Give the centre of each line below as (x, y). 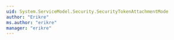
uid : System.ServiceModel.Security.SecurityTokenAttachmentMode (87, 11)
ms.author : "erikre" (32, 22)
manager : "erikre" (29, 28)
